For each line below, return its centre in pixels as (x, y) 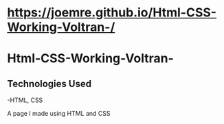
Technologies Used (49, 84)
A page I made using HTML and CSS (59, 114)
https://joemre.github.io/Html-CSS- (112, 13)
